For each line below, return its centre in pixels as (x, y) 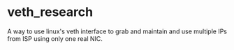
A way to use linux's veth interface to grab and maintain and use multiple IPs (117, 31)
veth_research (50, 12)
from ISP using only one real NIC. (55, 38)
